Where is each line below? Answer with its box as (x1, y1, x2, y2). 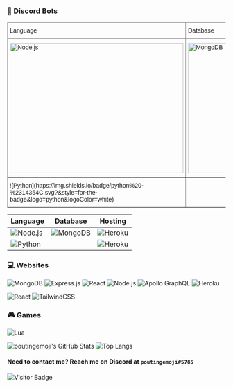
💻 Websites (7, 261, 49, 270)
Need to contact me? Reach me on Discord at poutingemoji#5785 (7, 358, 194, 366)
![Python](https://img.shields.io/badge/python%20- (10, 182, 144, 190)
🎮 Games (7, 310, 42, 319)
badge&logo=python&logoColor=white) (10, 195, 114, 204)
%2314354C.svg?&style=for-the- (10, 188, 98, 197)
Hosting (99, 216, 127, 226)
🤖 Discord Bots (7, 6, 58, 16)
